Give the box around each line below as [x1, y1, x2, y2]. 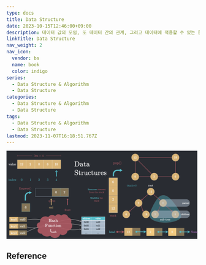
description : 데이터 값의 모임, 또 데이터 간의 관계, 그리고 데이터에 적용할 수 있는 [6, 29, 196, 36]
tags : [6, 113, 20, 120]
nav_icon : [6, 49, 32, 55]
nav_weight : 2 [6, 42, 43, 48]
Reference [6, 251, 47, 261]
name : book [12, 61, 40, 67]
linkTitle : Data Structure [6, 36, 75, 42]
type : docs [6, 10, 34, 16]
